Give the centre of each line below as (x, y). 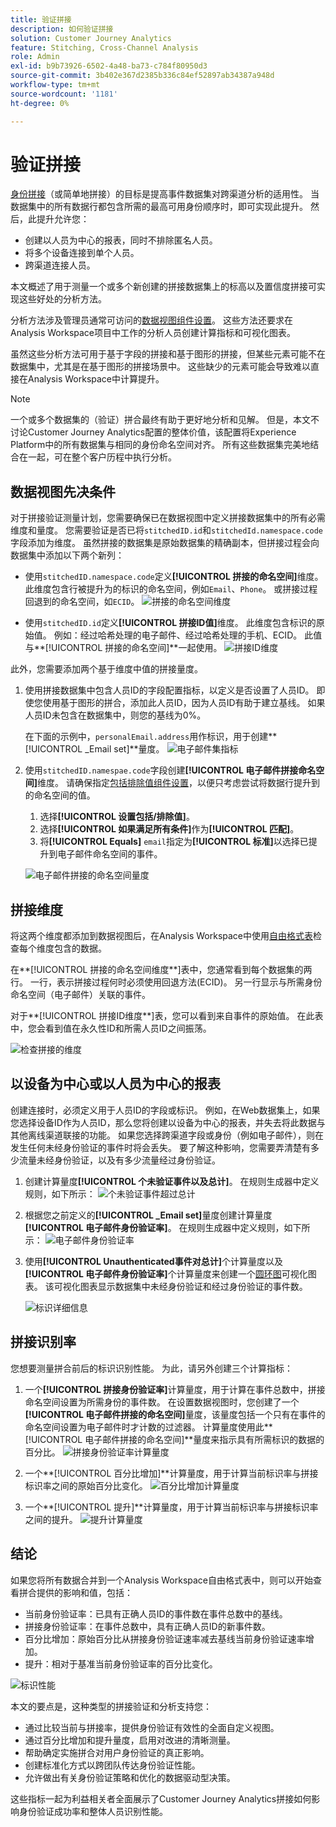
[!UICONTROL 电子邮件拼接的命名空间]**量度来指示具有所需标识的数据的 (174, 1439)
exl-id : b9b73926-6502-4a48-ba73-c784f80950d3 (109, 66)
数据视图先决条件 (63, 491)
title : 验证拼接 (41, 19)
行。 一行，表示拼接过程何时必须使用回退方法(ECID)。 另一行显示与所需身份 (166, 982)
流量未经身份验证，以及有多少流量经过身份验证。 (119, 1160)
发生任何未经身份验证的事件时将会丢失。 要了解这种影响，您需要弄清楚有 (160, 1147)
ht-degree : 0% (40, 103)
